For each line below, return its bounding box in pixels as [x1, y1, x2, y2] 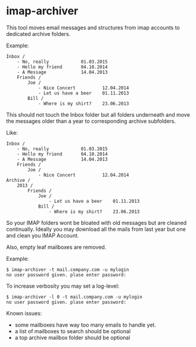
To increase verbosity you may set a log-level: [6, 282, 120, 290]
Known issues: [6, 309, 42, 316]
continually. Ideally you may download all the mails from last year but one [6, 226, 186, 233]
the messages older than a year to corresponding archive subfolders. [6, 117, 176, 124]
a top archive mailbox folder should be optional [14, 334, 130, 341]
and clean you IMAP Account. [6, 232, 79, 239]
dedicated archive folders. [6, 30, 71, 37]
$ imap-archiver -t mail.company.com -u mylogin [6, 266, 129, 273]
